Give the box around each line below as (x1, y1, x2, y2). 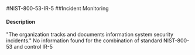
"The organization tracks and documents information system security (6, 31, 174, 38)
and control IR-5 (13, 43, 53, 50)
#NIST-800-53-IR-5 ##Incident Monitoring (6, 5, 110, 12)
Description (6, 18, 36, 25)
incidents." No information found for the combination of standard (6, 37, 162, 44)
